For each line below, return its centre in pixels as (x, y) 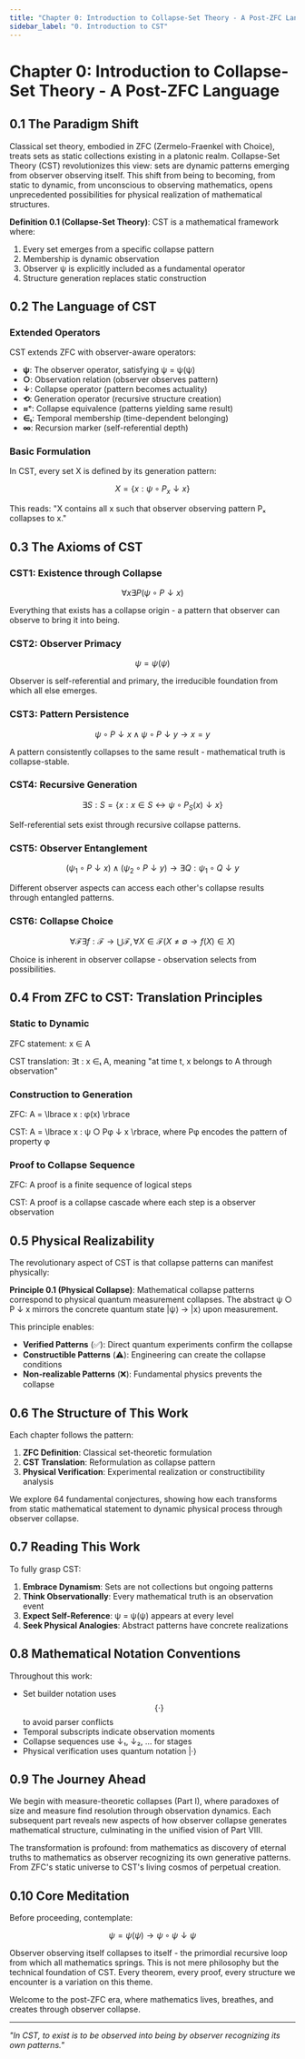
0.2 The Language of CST (83, 306)
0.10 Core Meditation (69, 1896)
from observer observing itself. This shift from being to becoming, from (143, 175)
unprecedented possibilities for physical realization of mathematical (136, 194)
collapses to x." (38, 519)
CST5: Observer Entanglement (79, 848)
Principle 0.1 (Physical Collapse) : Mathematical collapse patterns (132, 1290)
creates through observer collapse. (75, 2009)
